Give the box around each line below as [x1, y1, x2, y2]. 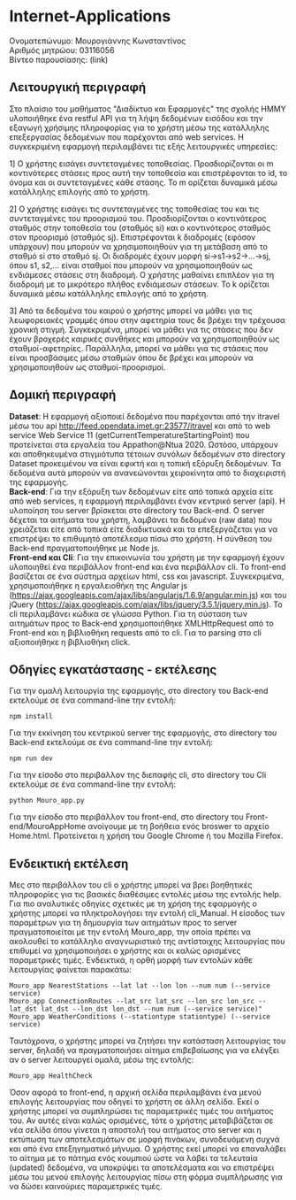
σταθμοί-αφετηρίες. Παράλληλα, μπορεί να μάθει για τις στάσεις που [9, 342, 269, 353]
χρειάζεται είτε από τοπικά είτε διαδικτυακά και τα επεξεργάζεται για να [9, 524, 278, 535]
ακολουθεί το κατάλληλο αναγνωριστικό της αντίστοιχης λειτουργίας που [9, 936, 285, 947]
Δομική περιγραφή [9, 388, 117, 403]
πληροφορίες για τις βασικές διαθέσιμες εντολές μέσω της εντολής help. [9, 889, 282, 900]
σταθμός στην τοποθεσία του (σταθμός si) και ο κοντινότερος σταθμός [9, 222, 271, 233]
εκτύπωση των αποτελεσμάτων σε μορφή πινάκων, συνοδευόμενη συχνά [9, 1135, 280, 1145]
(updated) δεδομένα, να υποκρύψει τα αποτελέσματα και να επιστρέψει [9, 1162, 275, 1173]
